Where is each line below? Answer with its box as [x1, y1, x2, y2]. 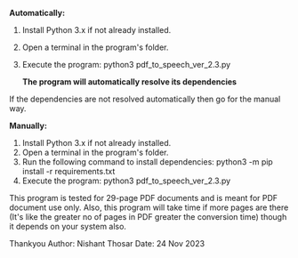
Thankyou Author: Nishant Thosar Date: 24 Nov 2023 [9, 238, 205, 248]
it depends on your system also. [9, 222, 127, 231]
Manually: [9, 120, 47, 131]
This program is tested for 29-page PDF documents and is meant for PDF [9, 193, 278, 203]
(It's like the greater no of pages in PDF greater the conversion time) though [9, 212, 287, 222]
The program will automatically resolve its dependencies [21, 77, 238, 87]
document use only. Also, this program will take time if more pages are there [9, 202, 289, 213]
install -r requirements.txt [21, 166, 116, 176]
